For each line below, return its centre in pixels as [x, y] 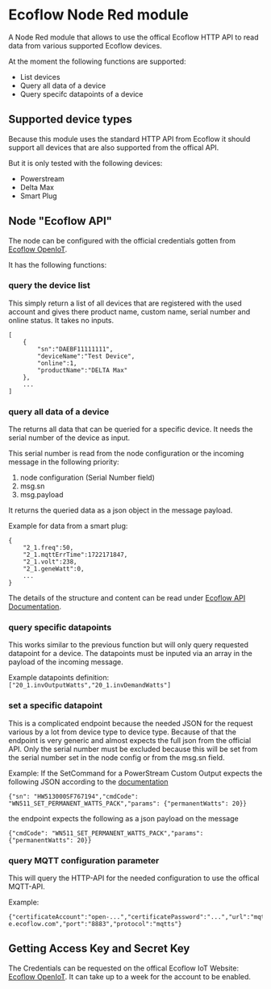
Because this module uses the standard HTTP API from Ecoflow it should [129, 139]
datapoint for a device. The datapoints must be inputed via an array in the [130, 654]
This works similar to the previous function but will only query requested [128, 645]
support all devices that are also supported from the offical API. [114, 148]
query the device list [49, 285]
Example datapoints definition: [59, 678]
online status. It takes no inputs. [61, 320]
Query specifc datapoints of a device [81, 93]
